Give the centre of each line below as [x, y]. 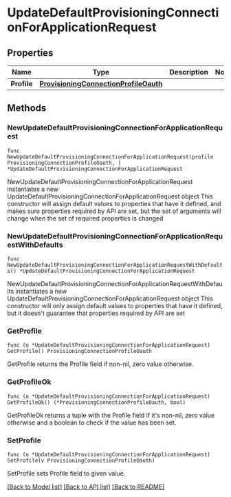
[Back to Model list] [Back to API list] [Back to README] [86, 487]
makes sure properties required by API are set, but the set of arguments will [114, 211]
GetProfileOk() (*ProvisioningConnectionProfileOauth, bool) [97, 402]
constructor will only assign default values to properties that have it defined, [115, 305]
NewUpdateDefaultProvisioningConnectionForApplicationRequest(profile [110, 156]
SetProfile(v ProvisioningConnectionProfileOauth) [81, 460]
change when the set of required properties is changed [85, 218]
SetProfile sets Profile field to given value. [66, 473]
